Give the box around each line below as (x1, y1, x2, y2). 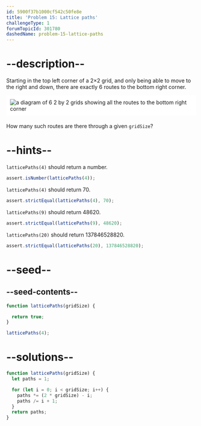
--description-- (6, 57, 85, 71)
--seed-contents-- (6, 287, 78, 297)
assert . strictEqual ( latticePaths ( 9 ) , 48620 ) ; (6, 220, 122, 226)
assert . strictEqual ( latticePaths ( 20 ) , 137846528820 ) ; (6, 242, 144, 248)
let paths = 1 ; (11, 376, 50, 382)
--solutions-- (6, 350, 74, 364)
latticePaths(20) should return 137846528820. (6, 231, 125, 238)
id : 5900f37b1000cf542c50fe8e (6, 8, 82, 15)
